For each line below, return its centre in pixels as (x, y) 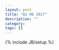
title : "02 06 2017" (26, 14)
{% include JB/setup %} (29, 42)
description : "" (22, 19)
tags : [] (14, 28)
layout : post (18, 10)
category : (15, 24)
